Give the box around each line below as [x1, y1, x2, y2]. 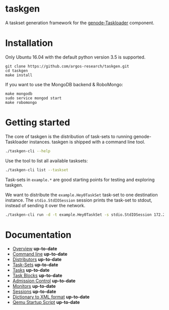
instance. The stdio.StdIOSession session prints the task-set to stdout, [5, 197, 152, 203]
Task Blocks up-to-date [12, 273, 63, 279]
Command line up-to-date [12, 251, 68, 257]
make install [5, 73, 33, 78]
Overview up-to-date [12, 245, 57, 252]
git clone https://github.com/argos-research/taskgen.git [5, 64, 129, 69]
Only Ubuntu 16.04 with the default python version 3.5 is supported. [5, 54, 146, 60]
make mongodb [5, 91, 33, 96]
